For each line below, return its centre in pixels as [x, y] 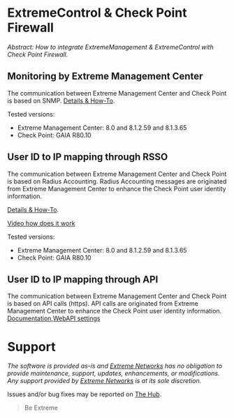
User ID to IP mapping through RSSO [88, 157]
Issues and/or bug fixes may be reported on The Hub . [85, 394]
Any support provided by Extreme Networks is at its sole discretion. [104, 381]
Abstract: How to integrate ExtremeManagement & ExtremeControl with [111, 47]
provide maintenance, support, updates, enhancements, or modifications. [114, 373]
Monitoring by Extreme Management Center [105, 76]
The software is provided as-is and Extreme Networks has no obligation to [115, 366]
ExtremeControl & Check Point [97, 13]
